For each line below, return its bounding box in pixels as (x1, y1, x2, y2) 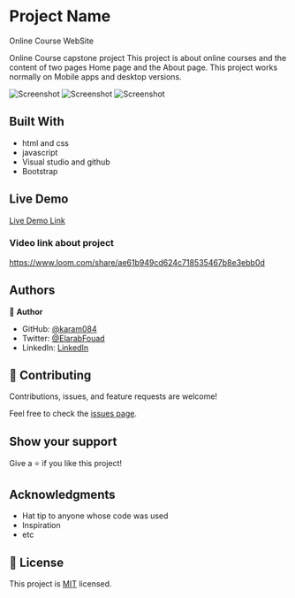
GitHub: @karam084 (21, 323, 97, 333)
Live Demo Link (9, 215, 66, 226)
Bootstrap (21, 165, 58, 176)
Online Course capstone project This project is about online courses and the (9, 52, 287, 63)
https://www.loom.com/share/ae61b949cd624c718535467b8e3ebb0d (9, 257, 265, 267)
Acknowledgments (9, 487, 117, 502)
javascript (21, 147, 58, 157)
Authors (9, 283, 56, 298)
